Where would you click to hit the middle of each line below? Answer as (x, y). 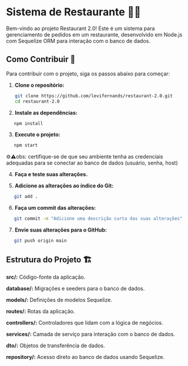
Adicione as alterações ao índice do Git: (64, 186)
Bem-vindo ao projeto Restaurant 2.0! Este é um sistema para (80, 28)
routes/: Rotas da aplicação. (41, 311)
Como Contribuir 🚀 (41, 59)
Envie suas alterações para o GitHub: (61, 230)
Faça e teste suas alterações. (51, 174)
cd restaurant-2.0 (37, 101)
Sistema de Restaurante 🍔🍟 (73, 12)
